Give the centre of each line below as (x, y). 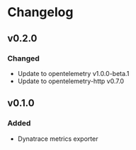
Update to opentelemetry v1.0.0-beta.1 (73, 73)
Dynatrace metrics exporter (58, 139)
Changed (24, 58)
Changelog (40, 12)
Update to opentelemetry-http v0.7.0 (71, 81)
